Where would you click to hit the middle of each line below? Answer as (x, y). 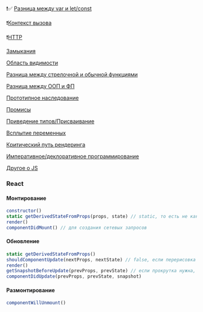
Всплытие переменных (36, 133)
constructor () (24, 211)
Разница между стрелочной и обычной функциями (72, 75)
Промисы (19, 110)
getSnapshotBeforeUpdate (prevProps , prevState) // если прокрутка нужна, (101, 271)
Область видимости (32, 63)
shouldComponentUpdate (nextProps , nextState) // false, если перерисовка (101, 259)
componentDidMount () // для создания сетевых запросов (77, 228)
